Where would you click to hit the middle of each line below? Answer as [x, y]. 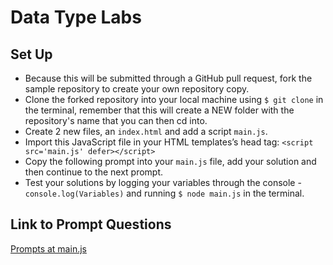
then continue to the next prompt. [94, 172]
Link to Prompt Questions [91, 224]
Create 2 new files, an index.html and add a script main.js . [146, 131]
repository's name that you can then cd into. [116, 120]
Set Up [31, 54]
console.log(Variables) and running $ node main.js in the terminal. [164, 193]
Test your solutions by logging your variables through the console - [163, 182]
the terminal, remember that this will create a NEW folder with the [159, 110]
